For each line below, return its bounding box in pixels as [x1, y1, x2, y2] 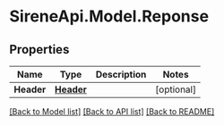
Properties [9, 42, 70, 57]
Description [95, 69, 147, 80]
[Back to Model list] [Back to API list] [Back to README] [9, 106, 215, 117]
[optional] [155, 83, 197, 96]
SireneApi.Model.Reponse [9, 6, 209, 27]
